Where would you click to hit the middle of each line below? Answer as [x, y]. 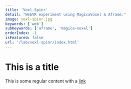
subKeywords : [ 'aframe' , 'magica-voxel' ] [49, 28]
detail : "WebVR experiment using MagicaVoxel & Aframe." [66, 14]
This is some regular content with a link [45, 81]
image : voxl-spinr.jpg [29, 19]
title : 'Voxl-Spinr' [27, 10]
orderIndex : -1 [21, 33]
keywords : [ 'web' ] [24, 24]
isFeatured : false [24, 38]
